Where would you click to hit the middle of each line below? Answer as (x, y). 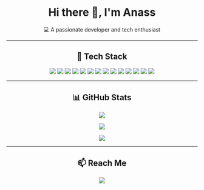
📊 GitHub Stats (102, 97)
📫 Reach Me (102, 163)
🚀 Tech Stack (102, 57)
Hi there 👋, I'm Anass (102, 12)
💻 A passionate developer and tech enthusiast (102, 29)
